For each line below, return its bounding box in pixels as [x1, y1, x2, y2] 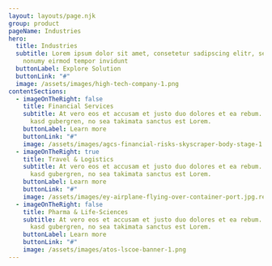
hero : [8, 34, 27, 43]
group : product [8, 19, 60, 28]
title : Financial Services [23, 102, 114, 110]
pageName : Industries [8, 27, 82, 35]
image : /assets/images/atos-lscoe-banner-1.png [23, 246, 186, 254]
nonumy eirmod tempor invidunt [23, 58, 129, 66]
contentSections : [8, 87, 67, 96]
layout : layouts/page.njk [8, 11, 96, 20]
